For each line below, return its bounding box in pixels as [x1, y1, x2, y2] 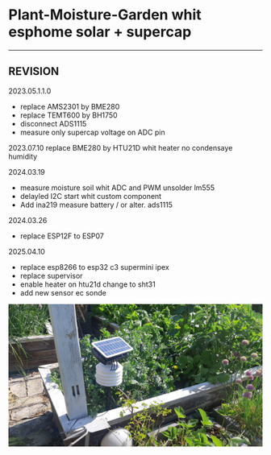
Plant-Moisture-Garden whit [8, 6, 202, 24]
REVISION [8, 64, 59, 78]
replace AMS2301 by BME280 [19, 101, 120, 111]
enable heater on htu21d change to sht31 [19, 279, 156, 289]
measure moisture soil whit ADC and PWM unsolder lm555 [19, 183, 215, 192]
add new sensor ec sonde [19, 287, 107, 297]
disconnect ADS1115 [19, 118, 87, 128]
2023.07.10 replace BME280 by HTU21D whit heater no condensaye [8, 143, 233, 152]
